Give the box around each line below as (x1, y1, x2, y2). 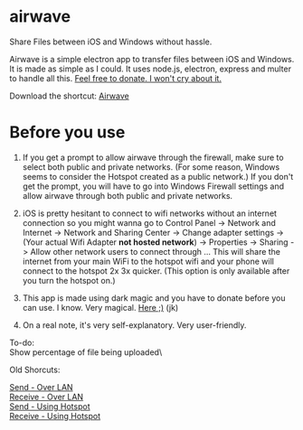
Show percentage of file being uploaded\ (9, 346, 163, 358)
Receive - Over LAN (9, 391, 84, 402)
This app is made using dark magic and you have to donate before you (22, 292, 286, 304)
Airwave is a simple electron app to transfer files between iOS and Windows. (9, 53, 295, 64)
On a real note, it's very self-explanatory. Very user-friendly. (22, 319, 247, 331)
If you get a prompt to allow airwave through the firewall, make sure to (22, 152, 284, 163)
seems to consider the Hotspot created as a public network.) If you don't (22, 171, 294, 182)
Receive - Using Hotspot (9, 410, 101, 421)
